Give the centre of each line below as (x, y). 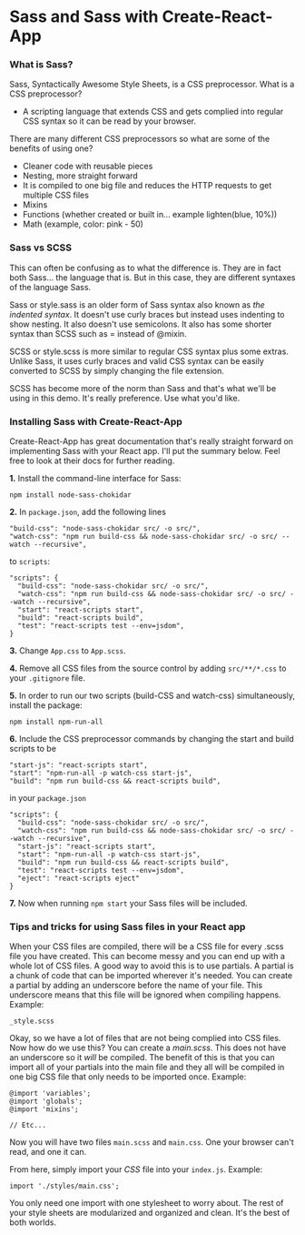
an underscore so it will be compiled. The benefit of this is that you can (142, 1058)
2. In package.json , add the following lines (88, 512)
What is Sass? (41, 65)
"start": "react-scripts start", (81, 610)
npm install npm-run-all (56, 722)
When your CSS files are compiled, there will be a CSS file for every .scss (147, 946)
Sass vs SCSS (41, 248)
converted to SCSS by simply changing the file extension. (117, 370)
